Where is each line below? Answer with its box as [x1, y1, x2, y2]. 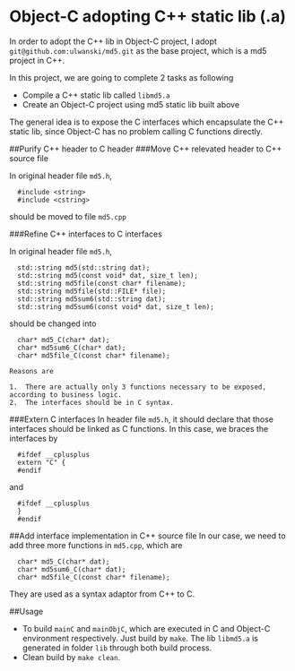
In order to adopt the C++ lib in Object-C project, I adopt [9, 36, 218, 47]
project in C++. [9, 55, 65, 65]
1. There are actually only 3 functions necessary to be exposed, [9, 383, 267, 391]
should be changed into [9, 318, 97, 329]
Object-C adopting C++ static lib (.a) [9, 6, 287, 27]
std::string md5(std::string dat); [17, 262, 151, 272]
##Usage [9, 606, 44, 616]
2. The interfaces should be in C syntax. [9, 398, 175, 407]
